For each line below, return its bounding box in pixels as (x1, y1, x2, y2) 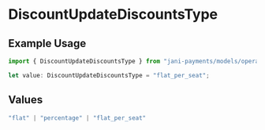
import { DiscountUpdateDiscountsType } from (8, 57, 160, 65)
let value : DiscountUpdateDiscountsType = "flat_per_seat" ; (8, 71, 211, 79)
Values (8, 93, 43, 107)
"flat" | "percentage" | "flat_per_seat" (8, 114, 147, 122)
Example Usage (8, 37, 87, 50)
